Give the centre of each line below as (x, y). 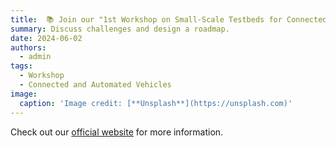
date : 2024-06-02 (46, 38)
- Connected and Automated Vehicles (95, 85)
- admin (35, 57)
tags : (21, 66)
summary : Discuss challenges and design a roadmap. (120, 29)
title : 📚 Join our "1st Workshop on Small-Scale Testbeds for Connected (169, 19)
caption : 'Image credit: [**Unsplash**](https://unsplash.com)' (156, 103)
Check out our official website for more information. (117, 132)
